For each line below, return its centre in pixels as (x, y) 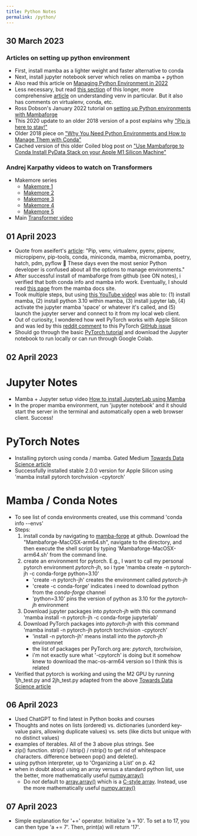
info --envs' (29, 523)
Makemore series (36, 180)
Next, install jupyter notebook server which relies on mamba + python (99, 77)
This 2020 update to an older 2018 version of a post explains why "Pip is (102, 121)
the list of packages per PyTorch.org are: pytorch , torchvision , (107, 649)
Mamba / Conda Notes (62, 500)
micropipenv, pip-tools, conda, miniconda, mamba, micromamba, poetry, (103, 257)
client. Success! (34, 417)
